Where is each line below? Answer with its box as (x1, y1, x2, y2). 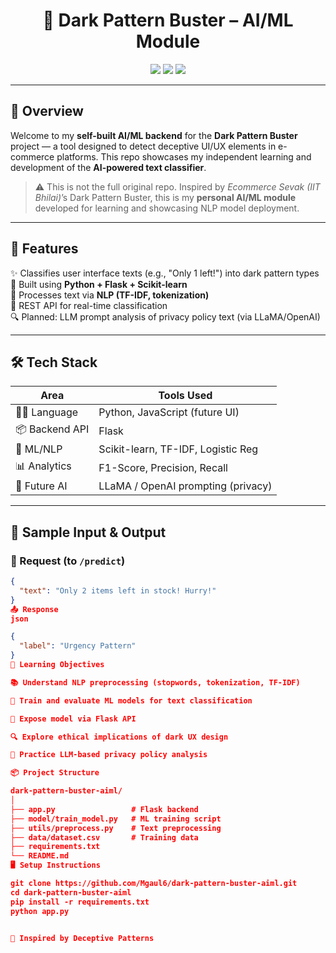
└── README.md (10, 851, 70, 861)
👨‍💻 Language (15, 405, 79, 419)
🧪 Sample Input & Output (10, 524, 167, 541)
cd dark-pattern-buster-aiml (10, 887, 132, 898)
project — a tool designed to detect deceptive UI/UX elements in (10, 140, 277, 152)
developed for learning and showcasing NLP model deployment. (34, 202, 300, 214)
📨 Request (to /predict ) (10, 554, 126, 568)
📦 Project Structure (10, 768, 100, 778)
